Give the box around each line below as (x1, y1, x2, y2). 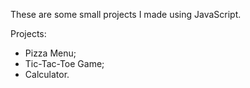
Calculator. (24, 69, 70, 80)
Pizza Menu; (24, 47, 77, 59)
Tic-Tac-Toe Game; (24, 58, 105, 69)
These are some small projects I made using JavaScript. (10, 9, 242, 20)
